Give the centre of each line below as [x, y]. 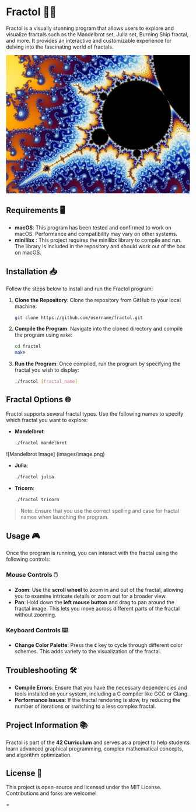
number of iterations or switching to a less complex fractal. [85, 706]
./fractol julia [34, 477]
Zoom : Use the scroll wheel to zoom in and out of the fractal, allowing [99, 590]
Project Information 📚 [47, 725]
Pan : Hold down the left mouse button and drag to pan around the [94, 602]
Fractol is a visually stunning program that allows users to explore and [90, 28]
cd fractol [28, 347]
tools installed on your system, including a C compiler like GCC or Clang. [101, 694]
